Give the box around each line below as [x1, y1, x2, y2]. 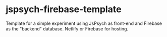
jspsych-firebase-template [6, 4, 122, 15]
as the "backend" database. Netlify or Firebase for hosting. [6, 25, 128, 31]
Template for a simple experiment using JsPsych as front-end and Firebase [6, 20, 162, 26]
